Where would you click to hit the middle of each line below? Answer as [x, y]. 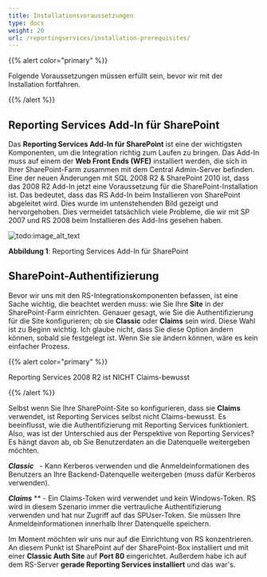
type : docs [26, 23]
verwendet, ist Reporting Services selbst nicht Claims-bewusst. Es [118, 416]
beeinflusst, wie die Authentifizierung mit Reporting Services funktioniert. [129, 425]
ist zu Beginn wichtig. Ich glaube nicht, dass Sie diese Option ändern [121, 329]
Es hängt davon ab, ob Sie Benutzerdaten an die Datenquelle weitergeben [129, 442]
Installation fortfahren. [45, 84]
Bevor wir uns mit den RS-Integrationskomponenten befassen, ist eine [123, 295]
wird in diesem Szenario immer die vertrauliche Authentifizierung [115, 506]
